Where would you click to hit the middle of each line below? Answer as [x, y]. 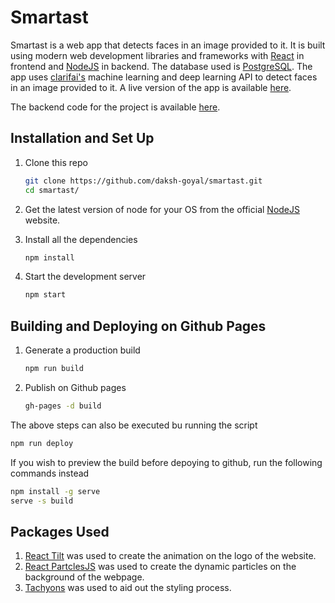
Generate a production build [82, 350]
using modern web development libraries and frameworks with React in [157, 55]
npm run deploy [42, 443]
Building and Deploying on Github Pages [138, 326]
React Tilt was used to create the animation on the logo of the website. [170, 556]
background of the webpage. [84, 577]
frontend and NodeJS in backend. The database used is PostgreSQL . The [161, 66]
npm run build [54, 369]
